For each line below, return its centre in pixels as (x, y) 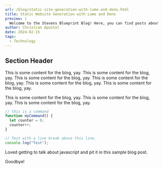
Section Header (29, 61)
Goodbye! (15, 161)
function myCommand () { (29, 116)
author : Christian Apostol (32, 28)
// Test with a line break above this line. (51, 138)
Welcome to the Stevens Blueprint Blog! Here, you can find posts (78, 23)
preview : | (16, 18)
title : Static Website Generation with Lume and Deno (61, 14)
